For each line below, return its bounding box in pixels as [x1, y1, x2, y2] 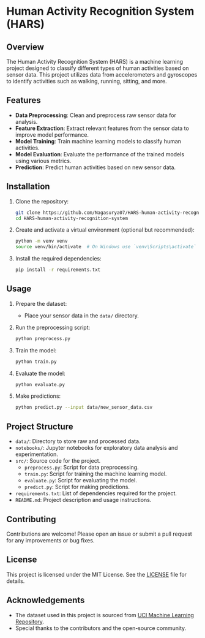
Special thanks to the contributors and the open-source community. [15, 624, 187, 632]
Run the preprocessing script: [15, 324, 91, 331]
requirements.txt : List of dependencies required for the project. [15, 490, 177, 497]
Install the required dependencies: [15, 255, 102, 262]
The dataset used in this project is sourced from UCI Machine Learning [15, 611, 195, 618]
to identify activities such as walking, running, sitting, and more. [6, 78, 167, 85]
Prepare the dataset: [15, 300, 67, 307]
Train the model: [15, 346, 57, 354]
